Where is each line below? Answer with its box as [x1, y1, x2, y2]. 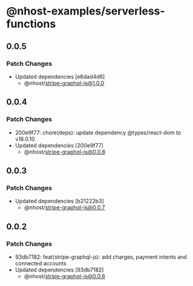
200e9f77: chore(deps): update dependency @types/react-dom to [15, 129, 182, 136]
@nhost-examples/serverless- [6, 4, 165, 18]
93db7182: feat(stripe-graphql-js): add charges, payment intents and [15, 253, 188, 261]
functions [6, 17, 56, 31]
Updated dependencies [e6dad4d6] [15, 73, 105, 80]
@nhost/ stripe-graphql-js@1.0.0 [24, 79, 105, 86]
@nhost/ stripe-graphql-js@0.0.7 [24, 204, 105, 211]
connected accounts [15, 259, 67, 267]
